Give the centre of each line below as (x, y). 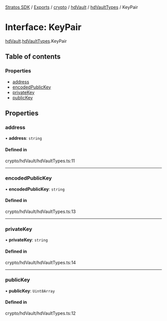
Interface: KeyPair (43, 27)
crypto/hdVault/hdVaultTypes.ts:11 (40, 161)
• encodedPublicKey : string (35, 189)
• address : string (24, 138)
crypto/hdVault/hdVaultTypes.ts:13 (41, 212)
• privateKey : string (27, 240)
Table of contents (33, 57)
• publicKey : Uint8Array (30, 291)
